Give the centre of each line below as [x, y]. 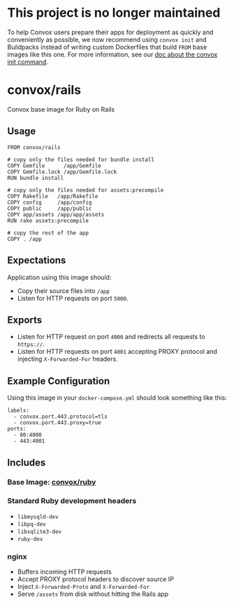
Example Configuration [59, 381]
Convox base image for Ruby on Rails [61, 109]
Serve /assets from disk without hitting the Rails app [93, 594]
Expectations [37, 261]
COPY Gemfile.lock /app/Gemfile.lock [62, 172]
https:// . [31, 344]
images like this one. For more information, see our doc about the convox [112, 54]
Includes [27, 462]
